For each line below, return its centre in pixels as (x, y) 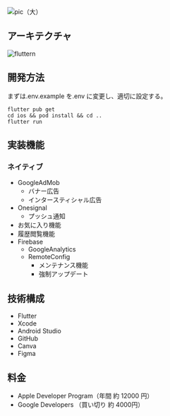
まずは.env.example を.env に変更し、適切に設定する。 (87, 96)
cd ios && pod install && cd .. (55, 115)
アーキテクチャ (40, 36)
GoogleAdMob (38, 183)
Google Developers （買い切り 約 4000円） (81, 404)
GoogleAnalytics (52, 249)
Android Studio (39, 331)
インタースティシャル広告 (65, 200)
